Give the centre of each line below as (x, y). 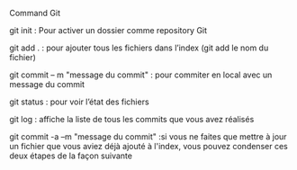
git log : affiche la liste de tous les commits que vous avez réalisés (132, 119)
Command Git (35, 13)
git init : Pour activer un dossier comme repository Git (108, 30)
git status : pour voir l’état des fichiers (80, 102)
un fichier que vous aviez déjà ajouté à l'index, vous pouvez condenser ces (148, 146)
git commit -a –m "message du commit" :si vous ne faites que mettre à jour (148, 137)
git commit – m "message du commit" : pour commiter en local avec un (141, 75)
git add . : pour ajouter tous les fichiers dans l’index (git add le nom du (139, 48)
